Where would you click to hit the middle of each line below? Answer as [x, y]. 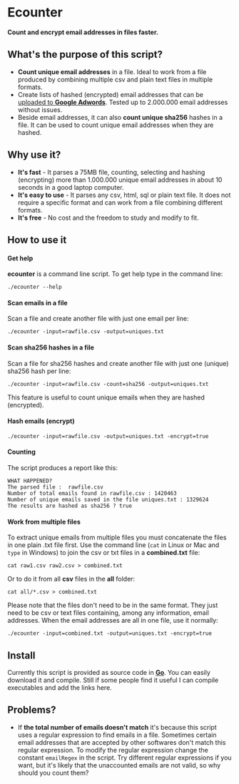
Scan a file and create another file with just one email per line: [98, 319]
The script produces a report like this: [62, 467]
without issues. [40, 110]
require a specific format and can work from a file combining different [120, 202]
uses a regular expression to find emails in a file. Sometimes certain [117, 735]
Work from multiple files [44, 521]
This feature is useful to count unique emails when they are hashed [106, 397]
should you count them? [53, 773]
